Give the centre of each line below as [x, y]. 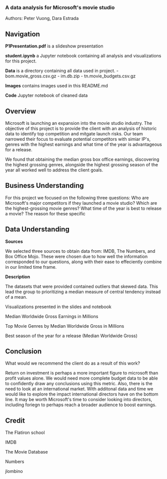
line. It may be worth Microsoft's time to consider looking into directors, [79, 400]
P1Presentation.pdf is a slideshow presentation [54, 46]
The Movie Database [27, 452]
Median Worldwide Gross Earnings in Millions [52, 316]
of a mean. [16, 297]
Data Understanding [37, 230]
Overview [21, 111]
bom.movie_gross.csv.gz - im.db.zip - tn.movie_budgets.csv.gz [70, 76]
